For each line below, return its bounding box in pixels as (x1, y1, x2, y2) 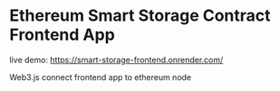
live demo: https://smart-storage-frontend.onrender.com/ (9, 54, 224, 65)
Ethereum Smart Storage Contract (9, 5, 271, 26)
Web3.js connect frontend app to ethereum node (9, 71, 192, 82)
